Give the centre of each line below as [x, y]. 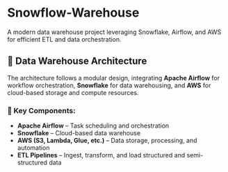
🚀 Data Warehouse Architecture [77, 61]
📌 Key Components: [41, 110]
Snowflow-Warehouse [73, 13]
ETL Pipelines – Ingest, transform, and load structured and [101, 155]
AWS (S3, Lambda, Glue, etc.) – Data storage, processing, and [107, 141]
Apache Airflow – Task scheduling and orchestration [93, 126]
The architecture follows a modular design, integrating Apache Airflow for [114, 78]
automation [33, 148]
